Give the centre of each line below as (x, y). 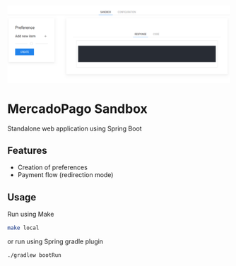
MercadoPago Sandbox (78, 109)
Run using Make (31, 214)
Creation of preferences (53, 167)
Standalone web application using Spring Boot (75, 128)
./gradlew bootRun (34, 255)
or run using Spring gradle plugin (55, 241)
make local (23, 228)
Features (27, 151)
